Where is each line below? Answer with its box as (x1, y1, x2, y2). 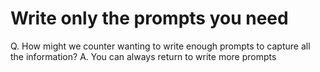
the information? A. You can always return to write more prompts (10, 50, 277, 62)
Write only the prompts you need (10, 7, 289, 30)
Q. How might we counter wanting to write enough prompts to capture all (10, 40, 311, 52)
